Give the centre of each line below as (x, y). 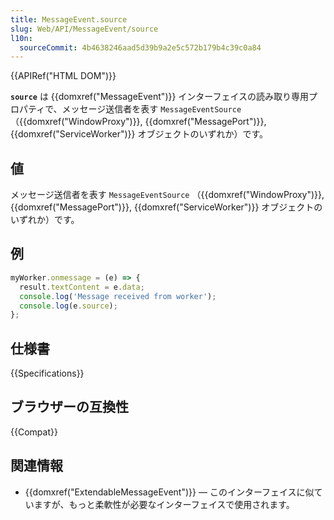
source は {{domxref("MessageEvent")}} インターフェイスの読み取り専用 (160, 97)
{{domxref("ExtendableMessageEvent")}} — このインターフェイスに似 (169, 492)
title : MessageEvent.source (69, 19)
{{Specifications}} (47, 373)
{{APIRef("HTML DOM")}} (63, 76)
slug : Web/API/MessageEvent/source (84, 29)
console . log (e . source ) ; (68, 306)
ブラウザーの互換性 (69, 407)
